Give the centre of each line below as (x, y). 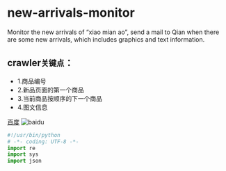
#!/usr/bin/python (34, 135)
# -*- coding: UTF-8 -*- (43, 141)
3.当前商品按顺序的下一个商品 (60, 98)
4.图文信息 (32, 107)
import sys (23, 154)
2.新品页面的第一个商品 (51, 90)
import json (24, 161)
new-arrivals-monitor (71, 13)
